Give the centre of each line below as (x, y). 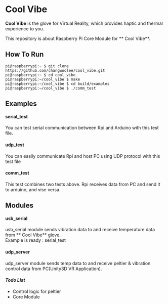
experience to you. (25, 28)
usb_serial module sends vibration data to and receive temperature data (80, 230)
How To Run (25, 54)
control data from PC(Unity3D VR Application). (54, 269)
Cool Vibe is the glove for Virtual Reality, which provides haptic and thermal (84, 23)
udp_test (15, 145)
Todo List (15, 280)
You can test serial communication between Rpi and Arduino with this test (82, 128)
